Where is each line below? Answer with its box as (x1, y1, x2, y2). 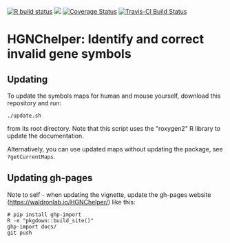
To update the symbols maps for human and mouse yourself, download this (7, 92, 221, 100)
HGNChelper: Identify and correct (7, 32, 205, 47)
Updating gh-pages (7, 172, 93, 184)
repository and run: (7, 99, 62, 107)
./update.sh (7, 112, 41, 119)
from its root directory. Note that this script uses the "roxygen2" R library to (7, 125, 221, 132)
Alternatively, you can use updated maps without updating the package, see (7, 145, 223, 153)
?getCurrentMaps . (7, 152, 56, 160)
